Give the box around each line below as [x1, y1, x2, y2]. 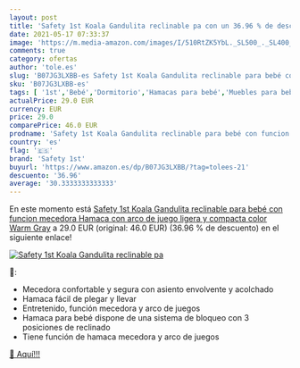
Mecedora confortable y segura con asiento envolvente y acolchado [21, 284, 274, 295]
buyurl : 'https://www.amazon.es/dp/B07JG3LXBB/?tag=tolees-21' [9, 163, 250, 171]
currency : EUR [9, 105, 62, 113]
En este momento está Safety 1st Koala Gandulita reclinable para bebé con [9, 204, 283, 214]
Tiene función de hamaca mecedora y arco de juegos [21, 331, 220, 342]
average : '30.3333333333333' [9, 180, 118, 188]
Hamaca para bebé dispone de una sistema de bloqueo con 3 [21, 313, 250, 323]
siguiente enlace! [9, 232, 72, 243]
